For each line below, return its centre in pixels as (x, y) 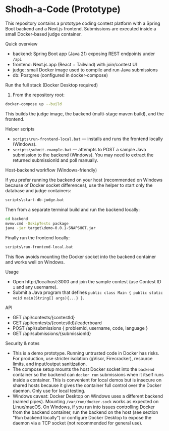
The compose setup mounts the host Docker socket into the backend (83, 369)
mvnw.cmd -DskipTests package (37, 224)
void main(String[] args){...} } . (48, 298)
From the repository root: (38, 95)
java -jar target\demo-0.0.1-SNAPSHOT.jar (50, 228)
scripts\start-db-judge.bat (35, 200)
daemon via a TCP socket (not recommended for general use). (77, 423)
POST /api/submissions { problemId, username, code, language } (80, 328)
